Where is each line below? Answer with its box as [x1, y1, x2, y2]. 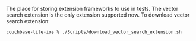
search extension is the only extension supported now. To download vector [6, 11, 190, 18]
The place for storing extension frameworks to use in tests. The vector [6, 5, 179, 12]
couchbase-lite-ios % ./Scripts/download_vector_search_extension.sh [6, 29, 182, 35]
